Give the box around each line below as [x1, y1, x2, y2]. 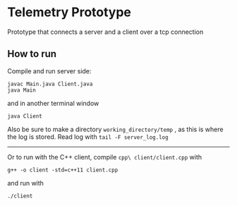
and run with [7, 178, 44, 187]
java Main [7, 86, 37, 94]
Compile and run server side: [7, 66, 92, 75]
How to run [7, 48, 57, 60]
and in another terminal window [7, 99, 99, 107]
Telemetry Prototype [7, 4, 132, 20]
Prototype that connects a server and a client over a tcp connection [7, 28, 204, 36]
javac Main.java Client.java [7, 80, 93, 87]
